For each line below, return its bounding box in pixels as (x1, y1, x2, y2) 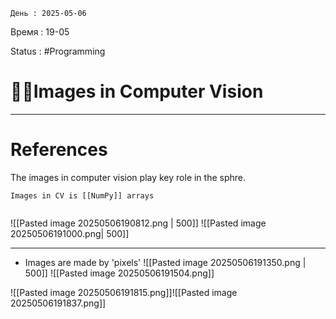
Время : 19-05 (10, 26, 70, 38)
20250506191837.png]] (10, 297, 107, 309)
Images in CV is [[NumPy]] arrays (10, 190, 155, 201)
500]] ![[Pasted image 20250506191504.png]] (24, 267, 215, 279)
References (10, 139, 108, 161)
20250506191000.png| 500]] (10, 227, 130, 239)
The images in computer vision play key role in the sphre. (10, 171, 247, 183)
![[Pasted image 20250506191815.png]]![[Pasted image (10, 286, 238, 298)
